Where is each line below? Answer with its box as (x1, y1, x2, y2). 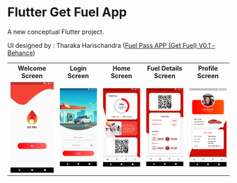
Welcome (17, 64, 47, 72)
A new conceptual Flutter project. (7, 27, 104, 36)
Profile (197, 64, 219, 72)
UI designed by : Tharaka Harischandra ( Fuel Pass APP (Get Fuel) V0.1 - (7, 41, 215, 49)
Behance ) (7, 49, 35, 57)
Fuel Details (147, 64, 183, 72)
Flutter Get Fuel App (7, 4, 127, 20)
